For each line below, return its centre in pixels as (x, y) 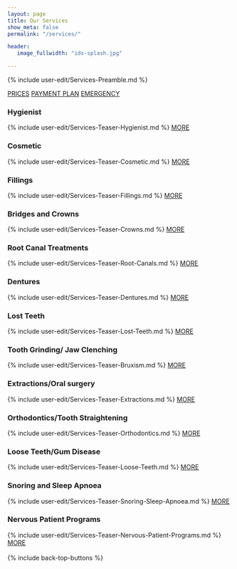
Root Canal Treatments (48, 248)
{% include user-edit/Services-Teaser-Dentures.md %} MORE (98, 297)
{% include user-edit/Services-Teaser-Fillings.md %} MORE (95, 195)
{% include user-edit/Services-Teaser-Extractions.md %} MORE (101, 399)
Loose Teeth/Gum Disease (54, 451)
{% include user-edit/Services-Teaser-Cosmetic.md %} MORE (99, 162)
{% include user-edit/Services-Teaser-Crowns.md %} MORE (96, 229)
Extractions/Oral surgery (51, 384)
